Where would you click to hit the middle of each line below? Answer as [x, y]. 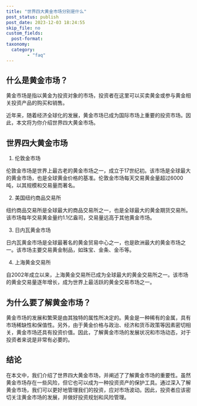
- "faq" [36, 55]
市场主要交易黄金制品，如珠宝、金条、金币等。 [78, 250]
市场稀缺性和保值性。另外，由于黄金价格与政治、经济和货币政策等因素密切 [96, 325]
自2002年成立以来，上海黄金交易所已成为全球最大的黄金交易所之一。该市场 [97, 275]
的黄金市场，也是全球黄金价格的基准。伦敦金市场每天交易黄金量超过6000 [95, 178]
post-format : [27, 39]
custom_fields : [25, 33]
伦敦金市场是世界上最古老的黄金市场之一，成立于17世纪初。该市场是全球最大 [98, 171]
